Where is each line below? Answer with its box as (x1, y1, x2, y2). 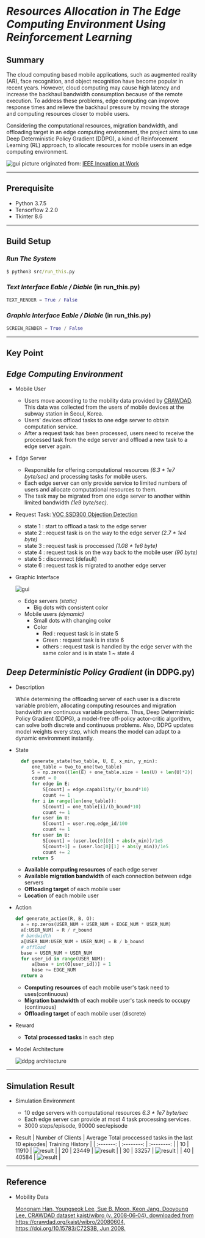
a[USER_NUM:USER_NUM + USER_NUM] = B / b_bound (21, 938, 145, 944)
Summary (6, 55, 45, 65)
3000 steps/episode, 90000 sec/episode (24, 1122, 128, 1129)
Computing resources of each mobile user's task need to (24, 984, 170, 991)
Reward (15, 1022, 35, 1029)
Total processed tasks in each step (24, 1034, 114, 1041)
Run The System (6, 254, 56, 263)
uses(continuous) (24, 990, 69, 998)
